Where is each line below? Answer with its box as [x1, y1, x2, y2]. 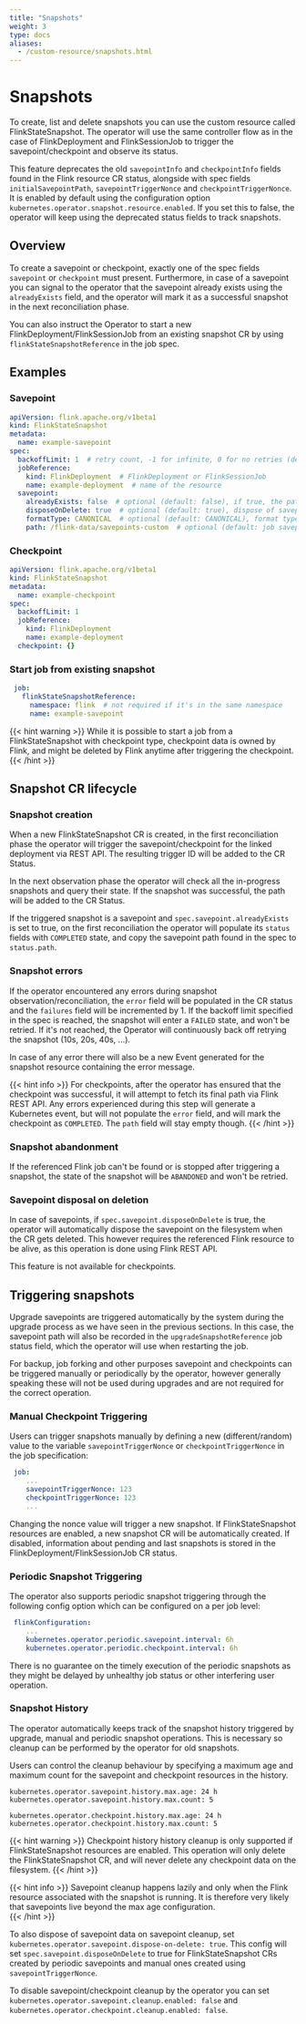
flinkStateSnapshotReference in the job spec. [9, 338, 180, 349]
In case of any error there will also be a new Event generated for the [9, 1051, 265, 1062]
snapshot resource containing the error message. [9, 1061, 196, 1072]
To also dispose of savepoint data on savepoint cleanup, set [9, 1928, 235, 1939]
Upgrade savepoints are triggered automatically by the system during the [9, 1312, 284, 1323]
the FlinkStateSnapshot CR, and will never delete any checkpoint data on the [9, 1854, 297, 1865]
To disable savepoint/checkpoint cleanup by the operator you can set [9, 1985, 270, 1996]
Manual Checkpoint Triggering [9, 1410, 148, 1422]
